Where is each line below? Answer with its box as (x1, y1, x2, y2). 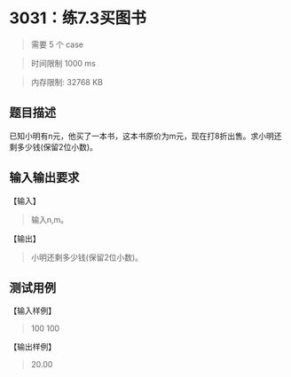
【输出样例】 (9, 342, 56, 352)
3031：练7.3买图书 (9, 8, 146, 28)
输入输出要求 (9, 170, 80, 185)
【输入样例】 (9, 305, 56, 316)
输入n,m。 (30, 214, 69, 224)
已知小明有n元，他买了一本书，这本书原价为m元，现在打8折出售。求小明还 (9, 130, 282, 141)
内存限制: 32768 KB (30, 76, 104, 87)
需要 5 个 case (30, 39, 84, 50)
